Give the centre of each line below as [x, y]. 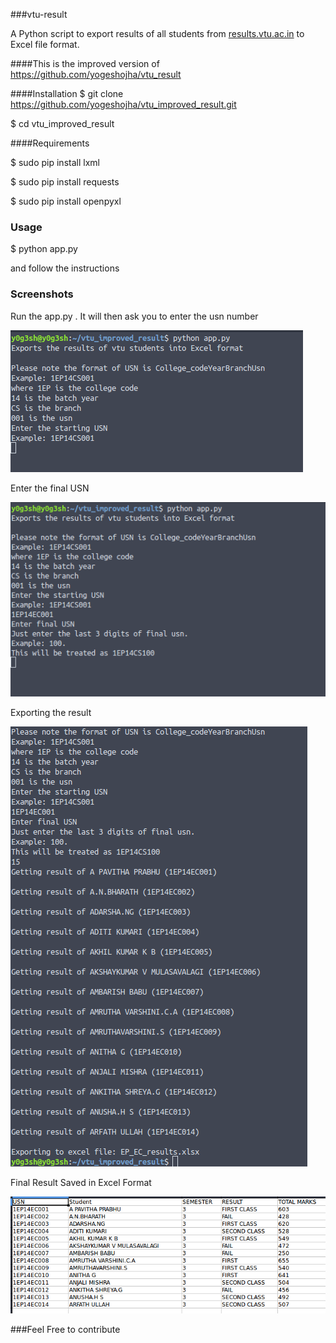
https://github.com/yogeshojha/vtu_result [96, 74]
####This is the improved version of [85, 63]
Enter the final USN [50, 488]
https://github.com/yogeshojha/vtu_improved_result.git [123, 104]
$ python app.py [44, 249]
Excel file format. [45, 44]
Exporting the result [51, 712]
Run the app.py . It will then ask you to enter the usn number [134, 316]
